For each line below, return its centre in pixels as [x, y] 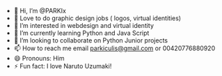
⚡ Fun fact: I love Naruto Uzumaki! [63, 66]
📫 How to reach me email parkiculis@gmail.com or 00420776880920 [114, 48]
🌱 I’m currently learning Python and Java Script [81, 33]
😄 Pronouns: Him [39, 58]
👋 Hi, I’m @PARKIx [40, 11]
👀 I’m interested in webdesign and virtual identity [84, 25]
